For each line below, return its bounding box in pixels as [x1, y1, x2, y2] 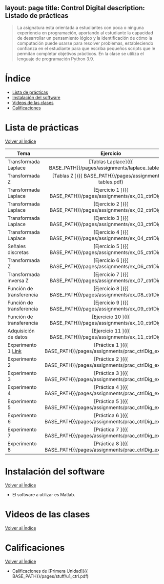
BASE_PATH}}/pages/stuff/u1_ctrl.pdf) [12, 573, 89, 579]
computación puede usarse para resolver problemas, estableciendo [17, 40, 154, 46]
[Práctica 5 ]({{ [93, 398, 128, 405]
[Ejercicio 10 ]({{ [92, 313, 130, 320]
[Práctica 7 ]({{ [93, 426, 128, 433]
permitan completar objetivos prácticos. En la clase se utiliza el [17, 51, 144, 56]
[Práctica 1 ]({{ [93, 341, 128, 348]
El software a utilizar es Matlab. [12, 491, 76, 497]
